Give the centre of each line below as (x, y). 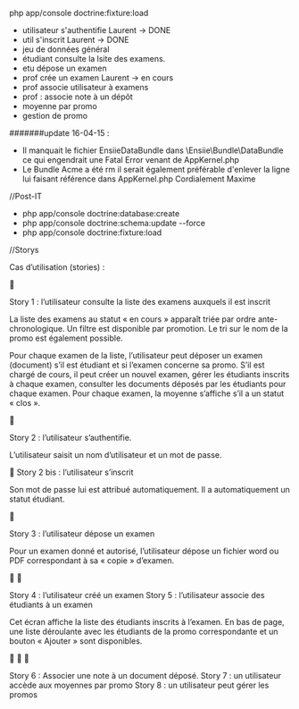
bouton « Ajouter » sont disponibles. (76, 641)
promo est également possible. (66, 338)
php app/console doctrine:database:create (101, 213)
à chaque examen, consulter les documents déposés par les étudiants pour (148, 384)
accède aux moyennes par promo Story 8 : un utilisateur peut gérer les (139, 685)
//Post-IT (26, 196)
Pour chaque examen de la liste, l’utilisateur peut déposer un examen (136, 355)
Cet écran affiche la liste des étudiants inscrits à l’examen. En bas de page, (147, 622)
